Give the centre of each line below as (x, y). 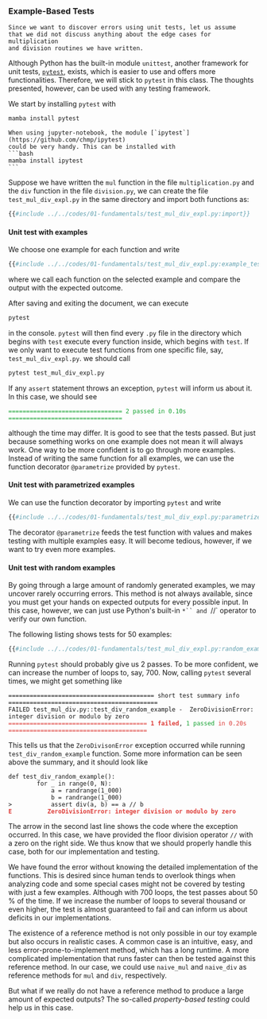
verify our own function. (48, 619)
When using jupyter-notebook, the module (78, 133)
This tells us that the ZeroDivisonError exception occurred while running (127, 745)
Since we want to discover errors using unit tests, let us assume (122, 28)
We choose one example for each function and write (94, 250)
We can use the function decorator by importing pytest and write (115, 503)
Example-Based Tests (51, 11)
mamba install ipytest (46, 161)
